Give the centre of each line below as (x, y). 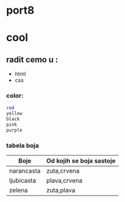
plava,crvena (64, 181)
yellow (14, 114)
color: (15, 96)
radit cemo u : (32, 59)
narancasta (25, 171)
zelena (18, 190)
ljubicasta (23, 181)
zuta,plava (61, 190)
